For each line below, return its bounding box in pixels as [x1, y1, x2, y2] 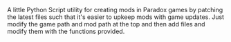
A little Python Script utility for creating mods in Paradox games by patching [7, 6, 223, 14]
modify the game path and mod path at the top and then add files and [7, 20, 205, 28]
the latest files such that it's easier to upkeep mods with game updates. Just [7, 13, 225, 21]
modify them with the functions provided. [7, 27, 125, 35]
